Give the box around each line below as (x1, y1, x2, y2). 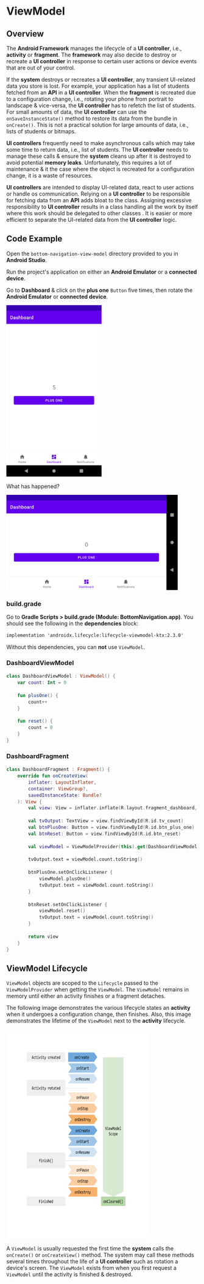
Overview (6, 29, 44, 39)
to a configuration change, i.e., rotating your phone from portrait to (6, 96, 174, 102)
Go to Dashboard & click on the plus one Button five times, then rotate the (6, 286, 193, 294)
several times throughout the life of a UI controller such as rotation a (6, 1258, 178, 1265)
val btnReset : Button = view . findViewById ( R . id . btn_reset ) (28, 831, 181, 837)
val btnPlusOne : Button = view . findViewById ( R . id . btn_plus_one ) (28, 825, 195, 831)
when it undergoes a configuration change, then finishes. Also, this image (6, 1010, 191, 1018)
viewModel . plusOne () (38, 876, 91, 882)
